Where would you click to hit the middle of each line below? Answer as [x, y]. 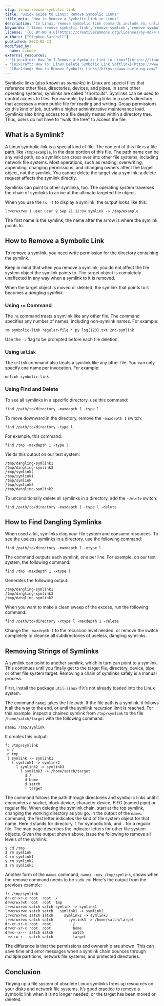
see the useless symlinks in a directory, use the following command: [74, 539]
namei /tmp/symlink [25, 728]
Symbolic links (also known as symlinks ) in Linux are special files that [75, 83]
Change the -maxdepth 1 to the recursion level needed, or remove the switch [82, 631]
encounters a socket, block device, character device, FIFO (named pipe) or [81, 803]
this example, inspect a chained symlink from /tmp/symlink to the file [74, 713]
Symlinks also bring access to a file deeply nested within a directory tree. [79, 114]
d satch [32, 784]
